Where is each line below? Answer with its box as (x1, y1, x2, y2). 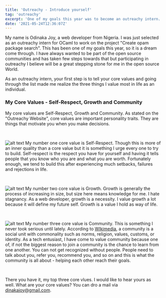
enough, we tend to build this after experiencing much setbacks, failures (5, 161, 153, 167)
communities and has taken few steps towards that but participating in (5, 56, 149, 62)
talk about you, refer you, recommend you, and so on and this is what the (5, 252, 155, 258)
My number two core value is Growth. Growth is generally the (25, 185, 151, 191)
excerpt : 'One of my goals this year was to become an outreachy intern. (5, 16, 161, 21)
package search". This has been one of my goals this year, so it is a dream (5, 45, 157, 51)
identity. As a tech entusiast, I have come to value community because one (5, 236, 159, 242)
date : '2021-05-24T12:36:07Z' (5, 21, 68, 26)
